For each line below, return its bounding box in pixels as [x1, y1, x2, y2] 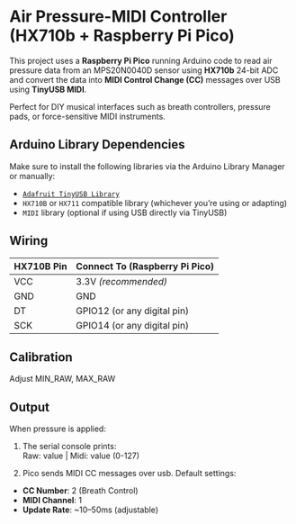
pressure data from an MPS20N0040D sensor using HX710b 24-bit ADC [9, 65, 279, 76]
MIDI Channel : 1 [22, 495, 83, 506]
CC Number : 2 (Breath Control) [22, 485, 139, 496]
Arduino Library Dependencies [9, 137, 186, 152]
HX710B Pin [13, 259, 67, 272]
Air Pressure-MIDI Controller [9, 6, 228, 27]
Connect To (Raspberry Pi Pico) [76, 259, 214, 272]
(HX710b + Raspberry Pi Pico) [9, 25, 236, 46]
